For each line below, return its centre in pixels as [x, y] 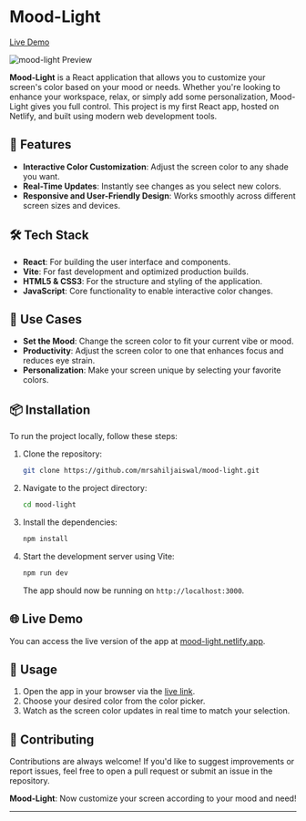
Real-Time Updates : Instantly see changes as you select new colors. [152, 186]
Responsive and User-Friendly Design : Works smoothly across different [159, 195]
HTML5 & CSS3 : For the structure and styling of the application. [143, 281]
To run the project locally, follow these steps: [93, 436]
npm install [45, 539]
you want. [41, 176]
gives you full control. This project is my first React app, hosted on [155, 106]
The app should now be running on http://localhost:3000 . [133, 590]
